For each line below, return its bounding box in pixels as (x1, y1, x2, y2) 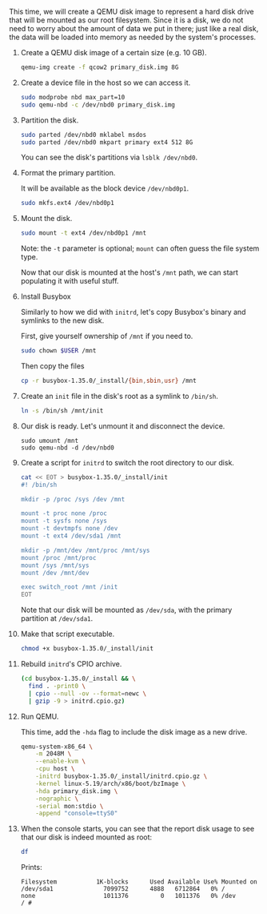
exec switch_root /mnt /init (20, 583, 118, 591)
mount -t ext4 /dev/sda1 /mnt (20, 532, 122, 540)
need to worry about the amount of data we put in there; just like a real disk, (9, 24, 259, 33)
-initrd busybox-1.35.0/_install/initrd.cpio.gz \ (35, 772, 208, 780)
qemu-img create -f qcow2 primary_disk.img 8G (20, 63, 179, 71)
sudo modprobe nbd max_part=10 (20, 93, 126, 101)
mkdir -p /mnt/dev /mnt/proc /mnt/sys (20, 546, 150, 554)
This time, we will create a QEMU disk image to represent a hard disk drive (9, 7, 254, 16)
